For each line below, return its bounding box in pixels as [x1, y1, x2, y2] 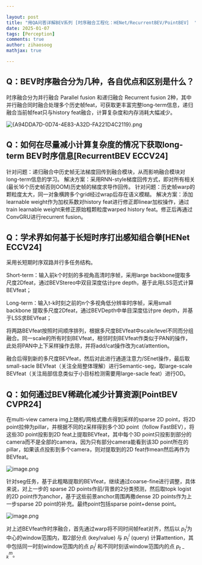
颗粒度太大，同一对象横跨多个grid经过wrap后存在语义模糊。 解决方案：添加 [6, 191, 194, 198]
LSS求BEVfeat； [11, 314, 52, 322]
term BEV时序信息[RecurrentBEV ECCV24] [6, 151, 168, 161]
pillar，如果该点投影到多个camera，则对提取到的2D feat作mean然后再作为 [6, 446, 191, 453]
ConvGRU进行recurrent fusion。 [6, 213, 87, 220]
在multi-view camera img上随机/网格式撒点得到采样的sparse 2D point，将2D [6, 416, 196, 423]
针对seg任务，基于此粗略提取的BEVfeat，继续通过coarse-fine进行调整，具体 [6, 478, 196, 485]
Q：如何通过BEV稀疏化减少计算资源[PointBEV [6, 389, 178, 400]
